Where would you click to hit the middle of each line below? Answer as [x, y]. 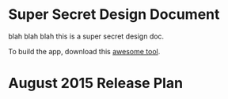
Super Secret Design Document [114, 15]
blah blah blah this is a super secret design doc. [86, 36]
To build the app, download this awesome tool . [84, 51]
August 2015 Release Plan [96, 83]
